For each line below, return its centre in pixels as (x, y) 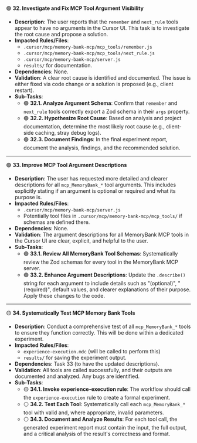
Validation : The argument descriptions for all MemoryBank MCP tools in (102, 234)
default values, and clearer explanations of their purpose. (122, 289)
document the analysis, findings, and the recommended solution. (102, 148)
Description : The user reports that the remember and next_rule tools (96, 22)
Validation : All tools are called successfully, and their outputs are (93, 370)
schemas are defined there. (57, 222)
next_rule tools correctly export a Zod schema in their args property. (106, 111)
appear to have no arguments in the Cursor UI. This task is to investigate (102, 28)
